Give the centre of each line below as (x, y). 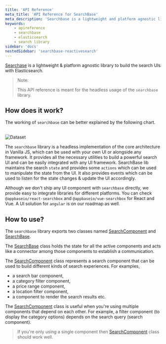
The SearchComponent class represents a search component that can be (80, 261)
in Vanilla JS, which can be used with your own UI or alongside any (73, 152)
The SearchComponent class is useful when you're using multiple (72, 306)
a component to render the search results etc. (59, 297)
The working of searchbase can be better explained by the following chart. (80, 122)
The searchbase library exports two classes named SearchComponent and (81, 231)
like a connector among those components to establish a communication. (80, 251)
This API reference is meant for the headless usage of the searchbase (87, 90)
